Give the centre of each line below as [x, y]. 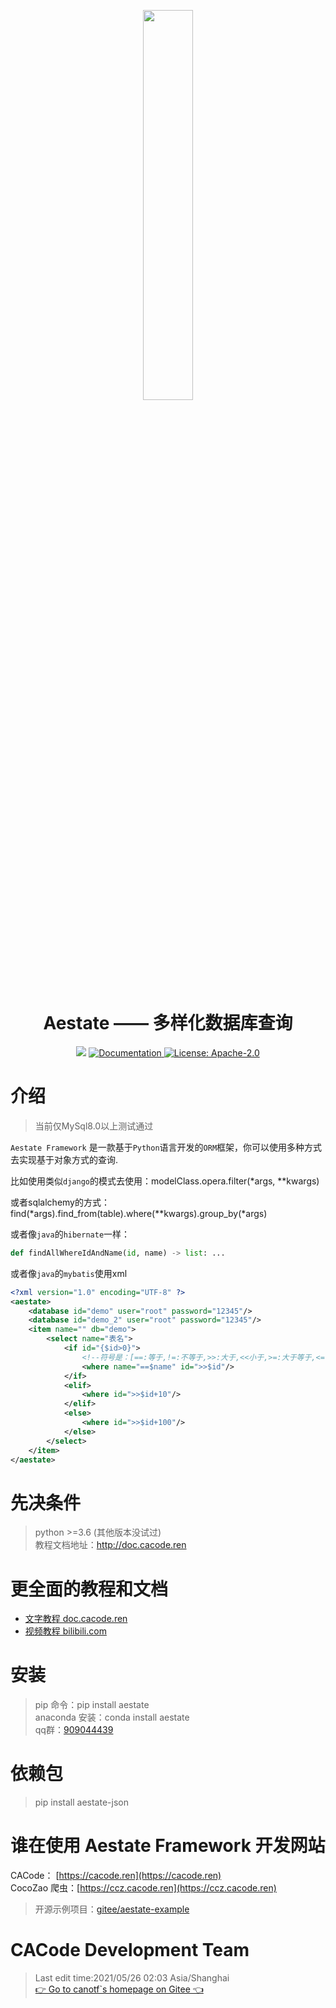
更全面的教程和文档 [89, 1589]
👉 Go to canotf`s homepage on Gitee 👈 [119, 1989]
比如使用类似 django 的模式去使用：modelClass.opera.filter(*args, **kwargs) [165, 1181]
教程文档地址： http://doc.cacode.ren [110, 1545]
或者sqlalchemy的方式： [60, 1202]
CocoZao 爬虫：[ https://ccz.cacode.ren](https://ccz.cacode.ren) [143, 1888]
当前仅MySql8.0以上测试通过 [94, 1126]
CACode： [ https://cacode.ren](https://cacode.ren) [116, 1876]
